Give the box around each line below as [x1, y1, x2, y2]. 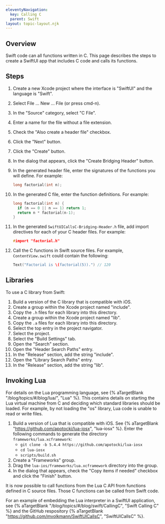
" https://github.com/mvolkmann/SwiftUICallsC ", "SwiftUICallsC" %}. [5, 513, 145, 519]
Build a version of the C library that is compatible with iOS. [12, 298, 132, 305]
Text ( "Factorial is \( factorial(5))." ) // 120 [12, 262, 111, 268]
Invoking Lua [5, 376, 47, 385]
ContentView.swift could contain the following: [12, 253, 109, 259]
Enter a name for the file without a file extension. [12, 119, 112, 125]
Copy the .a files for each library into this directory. [12, 320, 118, 326]
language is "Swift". [12, 90, 54, 97]
